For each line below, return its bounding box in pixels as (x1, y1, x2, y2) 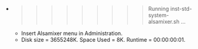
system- (148, 11, 169, 19)
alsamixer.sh (148, 18, 180, 25)
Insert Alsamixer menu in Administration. (21, 30, 123, 37)
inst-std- (169, 5, 193, 12)
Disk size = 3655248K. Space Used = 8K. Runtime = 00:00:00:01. (21, 36, 186, 43)
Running (148, 5, 169, 12)
